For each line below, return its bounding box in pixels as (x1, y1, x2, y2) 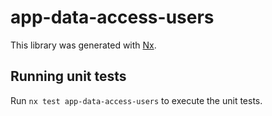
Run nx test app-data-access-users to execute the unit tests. (10, 94, 263, 106)
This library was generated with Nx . (10, 39, 157, 51)
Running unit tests (10, 68, 127, 85)
